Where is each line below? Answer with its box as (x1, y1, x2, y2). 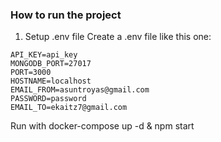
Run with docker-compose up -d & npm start (10, 120, 195, 132)
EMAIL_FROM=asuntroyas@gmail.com (10, 85, 150, 95)
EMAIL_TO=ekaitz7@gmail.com (10, 103, 128, 113)
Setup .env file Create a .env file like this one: (24, 31, 212, 43)
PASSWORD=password (10, 94, 87, 104)
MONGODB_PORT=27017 (10, 59, 92, 69)
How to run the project (10, 8, 122, 22)
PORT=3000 (10, 68, 52, 78)
